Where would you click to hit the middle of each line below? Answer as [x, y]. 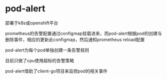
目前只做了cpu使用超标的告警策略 [40, 60]
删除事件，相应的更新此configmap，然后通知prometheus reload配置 [75, 39]
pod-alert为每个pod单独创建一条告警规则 [47, 50]
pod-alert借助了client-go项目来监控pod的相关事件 [56, 71]
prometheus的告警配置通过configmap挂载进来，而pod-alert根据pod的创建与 [83, 33]
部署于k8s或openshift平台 [32, 23]
